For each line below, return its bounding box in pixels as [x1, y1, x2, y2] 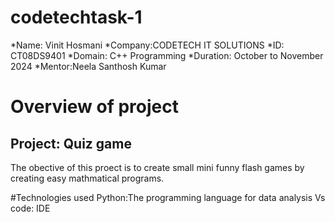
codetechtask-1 [10, 6, 143, 29]
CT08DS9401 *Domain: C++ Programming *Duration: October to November [10, 49, 324, 61]
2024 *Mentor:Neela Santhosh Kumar [10, 60, 167, 72]
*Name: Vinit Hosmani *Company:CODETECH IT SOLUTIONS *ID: [10, 39, 285, 51]
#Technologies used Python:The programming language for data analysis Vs [10, 191, 326, 203]
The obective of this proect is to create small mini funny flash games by [10, 161, 305, 173]
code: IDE [10, 202, 51, 214]
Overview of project [10, 96, 179, 118]
